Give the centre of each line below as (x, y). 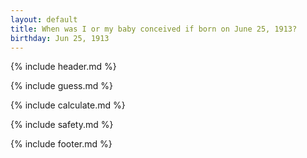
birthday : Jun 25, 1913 (60, 38)
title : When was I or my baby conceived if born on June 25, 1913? (154, 29)
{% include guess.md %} (61, 86)
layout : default (44, 19)
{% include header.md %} (63, 67)
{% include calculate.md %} (68, 105)
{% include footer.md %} (61, 144)
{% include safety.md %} (62, 125)
